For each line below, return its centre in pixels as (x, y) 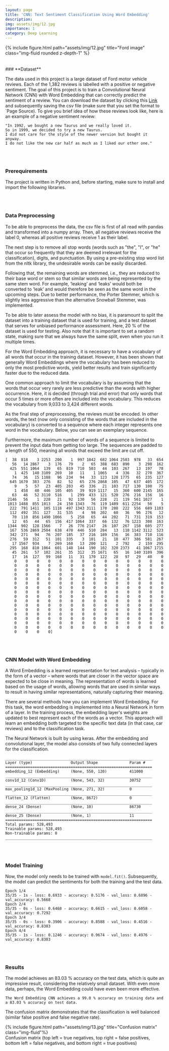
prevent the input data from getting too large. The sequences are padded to (84, 445)
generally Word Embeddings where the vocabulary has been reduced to (80, 362)
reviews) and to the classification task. (45, 728)
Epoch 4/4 (16, 931)
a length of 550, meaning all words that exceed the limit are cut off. (75, 450)
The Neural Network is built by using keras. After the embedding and (77, 738)
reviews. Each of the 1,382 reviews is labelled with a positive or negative (80, 84)
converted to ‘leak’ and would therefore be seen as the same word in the (81, 289)
